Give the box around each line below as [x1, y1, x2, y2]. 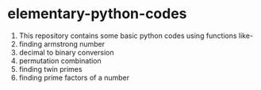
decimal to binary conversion [18, 47, 114, 57]
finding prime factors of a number [18, 73, 130, 82]
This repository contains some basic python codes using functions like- [18, 31, 254, 40]
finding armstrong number [18, 39, 106, 48]
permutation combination [18, 56, 102, 66]
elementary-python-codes [7, 5, 187, 23]
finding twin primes [18, 64, 83, 73]
